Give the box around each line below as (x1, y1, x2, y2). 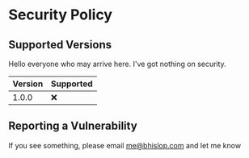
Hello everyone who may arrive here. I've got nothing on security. (8, 59, 226, 69)
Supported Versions (8, 38, 112, 52)
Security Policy (8, 6, 113, 24)
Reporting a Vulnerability (8, 119, 137, 133)
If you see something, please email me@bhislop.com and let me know (8, 140, 241, 150)
